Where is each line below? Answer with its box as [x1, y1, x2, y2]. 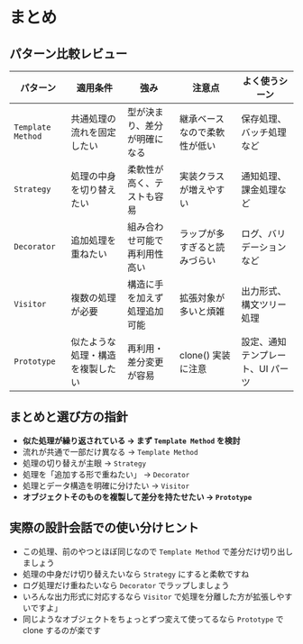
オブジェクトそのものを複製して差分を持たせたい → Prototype [22, 491, 252, 502]
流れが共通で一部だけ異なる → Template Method [22, 446, 198, 457]
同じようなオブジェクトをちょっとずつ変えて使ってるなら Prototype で [22, 613, 284, 624]
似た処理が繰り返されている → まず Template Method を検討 [22, 435, 241, 446]
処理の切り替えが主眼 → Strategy [22, 458, 147, 468]
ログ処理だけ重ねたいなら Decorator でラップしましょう [22, 579, 230, 590]
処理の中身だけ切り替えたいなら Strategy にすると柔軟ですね [22, 568, 250, 579]
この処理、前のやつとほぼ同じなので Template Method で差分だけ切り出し [22, 546, 294, 557]
